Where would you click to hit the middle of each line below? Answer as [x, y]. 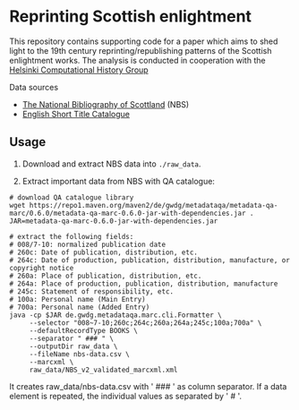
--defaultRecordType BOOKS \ [84, 330]
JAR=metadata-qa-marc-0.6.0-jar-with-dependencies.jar [114, 221]
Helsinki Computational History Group [79, 70]
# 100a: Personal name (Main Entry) [77, 299]
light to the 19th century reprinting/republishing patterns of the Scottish [141, 50]
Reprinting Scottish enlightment [131, 17]
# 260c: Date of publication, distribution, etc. [104, 252]
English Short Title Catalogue [76, 114]
